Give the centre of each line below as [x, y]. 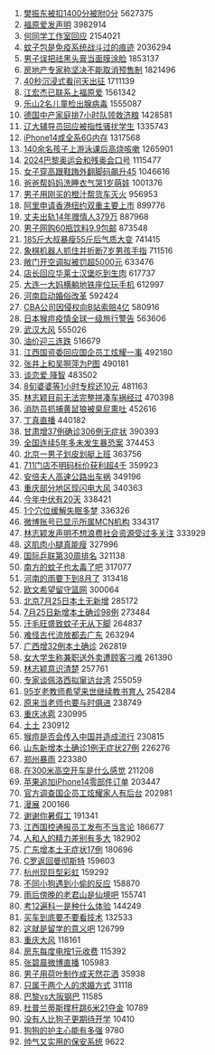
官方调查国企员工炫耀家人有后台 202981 [98, 793]
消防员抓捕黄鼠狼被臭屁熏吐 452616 [90, 409]
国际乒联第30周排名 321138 [74, 556]
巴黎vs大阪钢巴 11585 [63, 996]
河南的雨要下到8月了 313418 [76, 578]
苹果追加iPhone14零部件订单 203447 [92, 782]
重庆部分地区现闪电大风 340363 [83, 488]
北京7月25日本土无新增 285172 [81, 601]
